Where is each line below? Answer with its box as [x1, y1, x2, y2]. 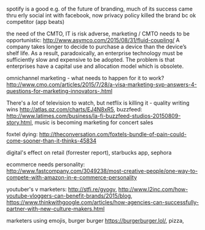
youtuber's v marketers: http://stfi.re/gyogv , [6, 186, 117, 193]
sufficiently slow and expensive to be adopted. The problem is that [6, 56, 175, 63]
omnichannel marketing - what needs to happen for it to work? [6, 75, 164, 81]
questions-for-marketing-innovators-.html [6, 87, 112, 94]
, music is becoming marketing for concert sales [31, 119, 153, 126]
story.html [6, 119, 32, 126]
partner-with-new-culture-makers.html [6, 205, 105, 212]
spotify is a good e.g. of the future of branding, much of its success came [6, 6, 193, 12]
